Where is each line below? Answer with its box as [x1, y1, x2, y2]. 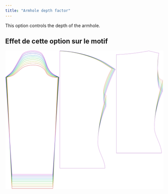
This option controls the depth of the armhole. [5, 23, 100, 29]
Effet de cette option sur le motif [5, 37, 108, 46]
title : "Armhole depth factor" [5, 8, 71, 13]
